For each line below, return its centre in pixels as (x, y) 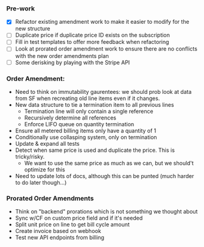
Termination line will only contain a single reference (89, 111)
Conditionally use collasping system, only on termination (86, 137)
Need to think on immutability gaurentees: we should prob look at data (103, 91)
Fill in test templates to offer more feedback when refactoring (92, 42)
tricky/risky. (30, 156)
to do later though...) (41, 182)
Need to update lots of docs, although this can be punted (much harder (104, 176)
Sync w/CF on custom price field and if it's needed (79, 218)
